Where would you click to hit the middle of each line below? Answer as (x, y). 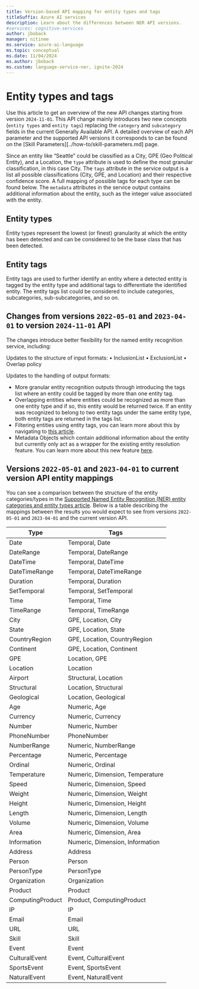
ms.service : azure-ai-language (45, 45)
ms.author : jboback (30, 61)
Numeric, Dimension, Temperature (116, 774)
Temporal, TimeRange (99, 610)
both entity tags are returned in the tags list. (69, 418)
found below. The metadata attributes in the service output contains (88, 187)
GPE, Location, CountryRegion (110, 639)
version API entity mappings (60, 478)
